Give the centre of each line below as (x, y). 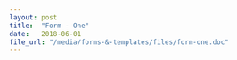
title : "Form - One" (49, 26)
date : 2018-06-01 (45, 34)
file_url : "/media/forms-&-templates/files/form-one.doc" (119, 42)
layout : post (33, 17)
